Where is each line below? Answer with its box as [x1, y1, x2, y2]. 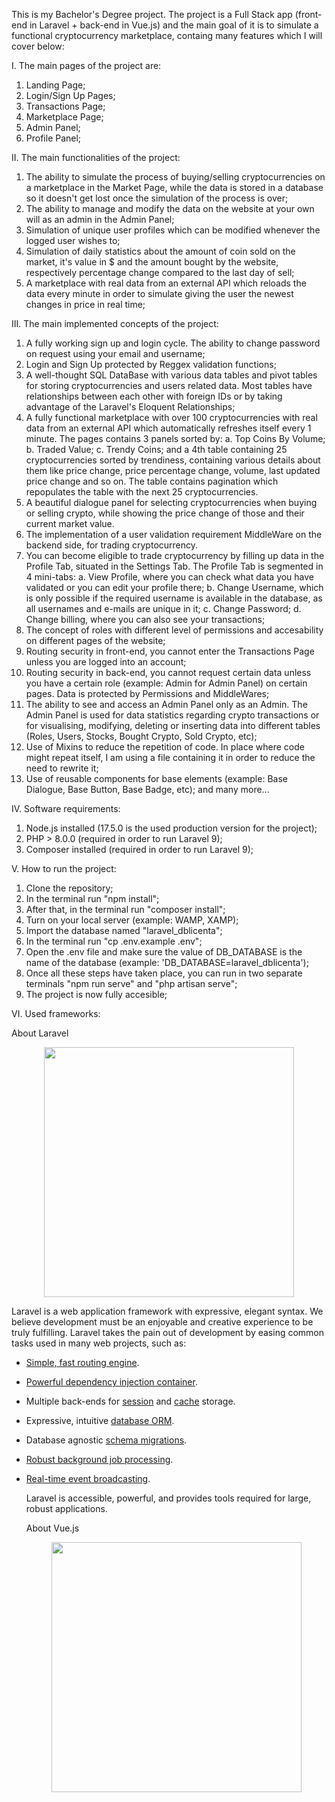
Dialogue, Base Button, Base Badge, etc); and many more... [25, 784, 270, 795]
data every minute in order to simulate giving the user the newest [25, 288, 294, 299]
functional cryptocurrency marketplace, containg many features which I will [11, 30, 323, 41]
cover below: [11, 40, 65, 52]
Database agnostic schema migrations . [25, 1434, 188, 1446]
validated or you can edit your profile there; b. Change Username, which [25, 582, 324, 593]
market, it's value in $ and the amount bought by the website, [25, 256, 279, 268]
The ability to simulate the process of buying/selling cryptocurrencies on [25, 171, 326, 183]
